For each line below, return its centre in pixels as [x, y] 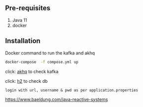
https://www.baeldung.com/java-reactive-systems [56, 99]
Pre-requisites [28, 8]
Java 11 [20, 20]
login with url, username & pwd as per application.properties [72, 90]
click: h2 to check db [26, 81]
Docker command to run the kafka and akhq [50, 53]
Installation [23, 41]
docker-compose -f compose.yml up [42, 62]
